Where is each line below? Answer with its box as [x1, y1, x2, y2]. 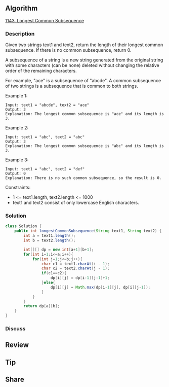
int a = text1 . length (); [23, 233, 76, 238]
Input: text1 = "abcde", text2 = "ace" [5, 102, 90, 108]
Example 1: [5, 93, 28, 99]
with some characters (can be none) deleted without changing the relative [5, 62, 159, 68]
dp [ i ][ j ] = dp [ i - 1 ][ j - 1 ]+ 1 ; [50, 275, 110, 280]
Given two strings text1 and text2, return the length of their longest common [5, 42, 163, 48]
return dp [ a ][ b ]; [23, 304, 60, 309]
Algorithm [5, 4, 38, 13]
